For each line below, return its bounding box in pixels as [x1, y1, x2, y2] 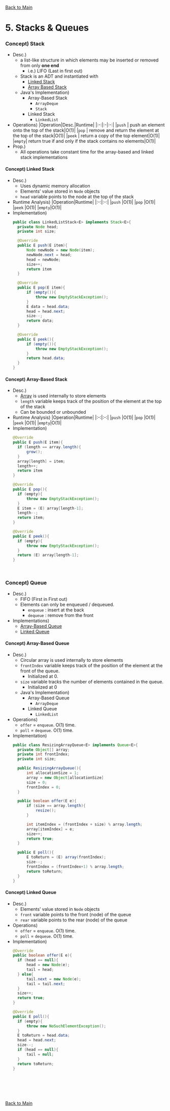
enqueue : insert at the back [27, 607, 85, 613]
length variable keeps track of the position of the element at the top [20, 398, 162, 405]
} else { [17, 972, 34, 977]
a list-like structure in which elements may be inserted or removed [20, 57, 159, 63]
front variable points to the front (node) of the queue [20, 911, 131, 917]
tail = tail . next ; [26, 981, 65, 986]
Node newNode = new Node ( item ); [26, 248, 95, 253]
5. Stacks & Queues [5, 22, 89, 34]
